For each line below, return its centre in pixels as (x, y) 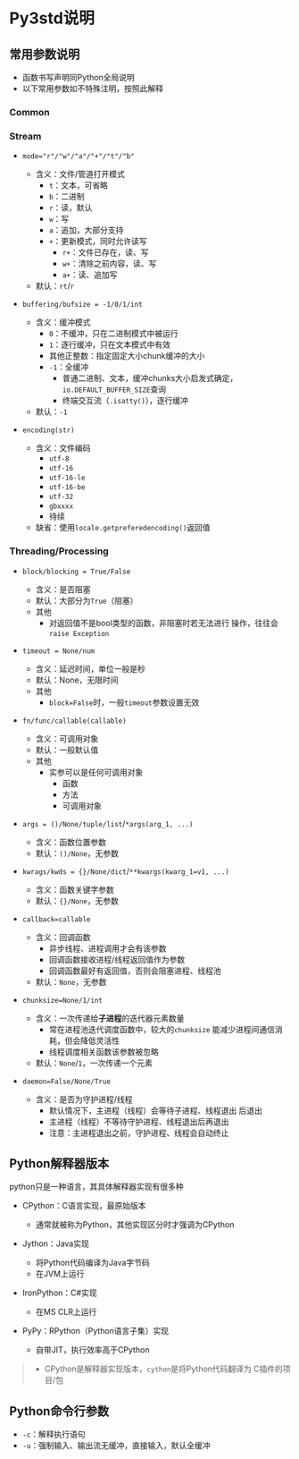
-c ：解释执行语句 (54, 1434)
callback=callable (56, 919)
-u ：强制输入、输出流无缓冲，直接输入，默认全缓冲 (116, 1446)
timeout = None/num (58, 651)
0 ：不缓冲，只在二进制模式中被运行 (113, 334)
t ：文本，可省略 (79, 185)
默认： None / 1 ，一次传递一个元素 (94, 1063)
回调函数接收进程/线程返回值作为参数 (117, 959)
